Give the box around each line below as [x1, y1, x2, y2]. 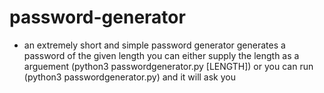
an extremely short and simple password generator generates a [23, 39, 286, 51]
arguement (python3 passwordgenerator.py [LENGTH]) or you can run [23, 60, 314, 72]
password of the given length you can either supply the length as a [23, 49, 300, 61]
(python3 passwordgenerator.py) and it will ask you [23, 71, 236, 83]
